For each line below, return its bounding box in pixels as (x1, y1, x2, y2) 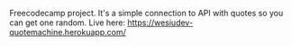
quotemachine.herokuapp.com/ (9, 27, 126, 37)
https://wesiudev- (127, 17, 194, 28)
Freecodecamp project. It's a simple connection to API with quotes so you (9, 8, 284, 18)
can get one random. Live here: (9, 17, 126, 28)
